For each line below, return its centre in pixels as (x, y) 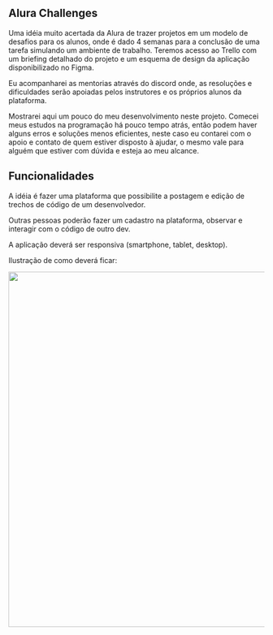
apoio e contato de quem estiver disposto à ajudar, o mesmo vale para (126, 142)
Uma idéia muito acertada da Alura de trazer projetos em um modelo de (128, 32)
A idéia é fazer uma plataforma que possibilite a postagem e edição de (127, 196)
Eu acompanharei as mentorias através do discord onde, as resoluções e (130, 83)
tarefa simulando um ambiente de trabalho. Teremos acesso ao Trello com (133, 50)
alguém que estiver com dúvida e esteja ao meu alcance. (104, 150)
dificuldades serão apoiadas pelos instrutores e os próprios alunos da (125, 92)
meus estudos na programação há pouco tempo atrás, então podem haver (133, 124)
